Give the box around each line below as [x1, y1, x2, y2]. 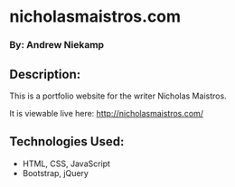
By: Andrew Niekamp [9, 39, 105, 51]
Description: [9, 66, 81, 82]
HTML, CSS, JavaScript [22, 158, 111, 169]
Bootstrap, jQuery [22, 167, 89, 178]
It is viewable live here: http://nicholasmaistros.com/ [9, 108, 203, 118]
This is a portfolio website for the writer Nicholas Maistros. [9, 90, 228, 101]
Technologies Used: [9, 134, 125, 150]
